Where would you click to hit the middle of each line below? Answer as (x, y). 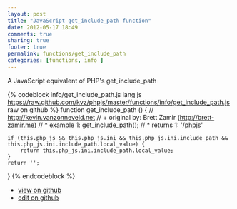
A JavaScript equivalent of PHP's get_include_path (82, 81)
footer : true (27, 47)
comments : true (30, 34)
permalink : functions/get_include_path (67, 54)
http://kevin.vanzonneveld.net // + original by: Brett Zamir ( (94, 117)
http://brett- (197, 117)
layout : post (27, 14)
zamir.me (21, 125)
